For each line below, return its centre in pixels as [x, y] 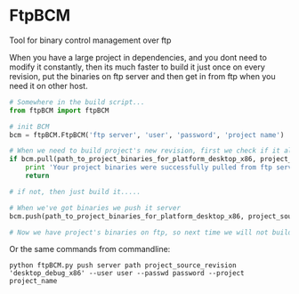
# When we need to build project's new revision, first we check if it [145, 151]
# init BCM [29, 127]
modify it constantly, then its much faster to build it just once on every [137, 67]
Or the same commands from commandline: [90, 249]
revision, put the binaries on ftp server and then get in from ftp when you [142, 76]
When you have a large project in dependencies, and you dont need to [138, 57]
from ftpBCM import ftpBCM [59, 110]
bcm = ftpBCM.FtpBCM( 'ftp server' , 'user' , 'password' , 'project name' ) [147, 135]
